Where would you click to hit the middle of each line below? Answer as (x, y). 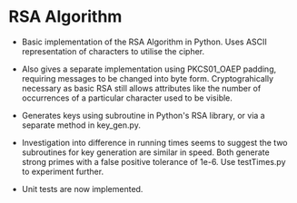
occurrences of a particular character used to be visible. (127, 98)
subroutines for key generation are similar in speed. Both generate (145, 152)
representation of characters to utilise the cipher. (113, 51)
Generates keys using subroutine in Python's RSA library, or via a (143, 115)
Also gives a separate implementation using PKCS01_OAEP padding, (149, 69)
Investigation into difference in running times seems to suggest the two (154, 142)
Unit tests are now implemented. (82, 188)
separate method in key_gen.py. (81, 125)
